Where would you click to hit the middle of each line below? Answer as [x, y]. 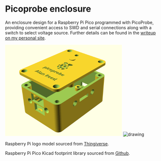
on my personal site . [26, 38]
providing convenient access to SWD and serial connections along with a [79, 27]
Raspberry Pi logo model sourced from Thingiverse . [57, 143]
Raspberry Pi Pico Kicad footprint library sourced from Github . [68, 153]
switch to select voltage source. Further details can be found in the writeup [80, 33]
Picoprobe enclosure [48, 9]
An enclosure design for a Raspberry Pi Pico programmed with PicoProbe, [80, 22]
